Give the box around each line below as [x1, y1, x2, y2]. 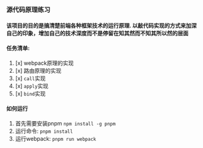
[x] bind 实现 [15, 90, 46, 97]
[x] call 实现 [15, 75, 46, 82]
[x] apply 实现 [15, 82, 49, 89]
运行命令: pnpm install [15, 127, 73, 135]
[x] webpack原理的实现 [15, 59, 74, 67]
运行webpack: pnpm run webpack [15, 135, 97, 142]
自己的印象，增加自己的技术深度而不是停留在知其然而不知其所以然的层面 [6, 29, 188, 37]
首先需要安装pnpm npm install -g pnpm [15, 119, 116, 127]
